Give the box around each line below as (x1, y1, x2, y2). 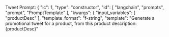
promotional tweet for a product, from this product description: (5, 20, 137, 26)
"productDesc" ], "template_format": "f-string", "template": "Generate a (5, 15, 155, 21)
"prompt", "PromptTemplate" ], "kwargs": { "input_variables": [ (5, 10, 136, 16)
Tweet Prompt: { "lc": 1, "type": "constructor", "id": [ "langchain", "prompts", (5, 5, 164, 10)
